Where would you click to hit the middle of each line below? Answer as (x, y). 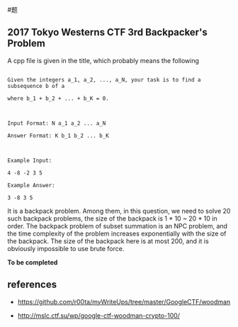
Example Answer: (31, 185)
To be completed (33, 262)
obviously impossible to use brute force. (66, 248)
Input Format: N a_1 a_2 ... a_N (57, 123)
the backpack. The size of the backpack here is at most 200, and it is (108, 241)
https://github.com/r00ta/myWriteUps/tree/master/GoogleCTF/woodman (124, 301)
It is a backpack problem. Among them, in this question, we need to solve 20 (119, 211)
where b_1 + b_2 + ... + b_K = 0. (58, 98)
